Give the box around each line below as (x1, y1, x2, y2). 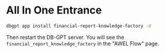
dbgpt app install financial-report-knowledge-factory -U (6, 23, 151, 29)
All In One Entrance (6, 4, 102, 17)
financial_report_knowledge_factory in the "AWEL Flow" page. (6, 39, 160, 47)
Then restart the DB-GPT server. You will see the (6, 34, 125, 41)
